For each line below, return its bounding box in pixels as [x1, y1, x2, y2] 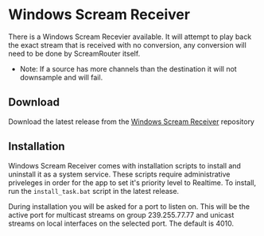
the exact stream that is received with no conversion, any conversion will [8, 40, 247, 49]
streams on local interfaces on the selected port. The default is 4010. [8, 219, 235, 228]
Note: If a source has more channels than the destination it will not [19, 64, 237, 73]
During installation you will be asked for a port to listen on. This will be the [8, 201, 250, 211]
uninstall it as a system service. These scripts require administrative [8, 169, 231, 179]
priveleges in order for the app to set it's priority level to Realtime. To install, [8, 177, 257, 188]
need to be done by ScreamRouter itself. [8, 48, 141, 58]
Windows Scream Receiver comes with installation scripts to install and [8, 161, 241, 170]
